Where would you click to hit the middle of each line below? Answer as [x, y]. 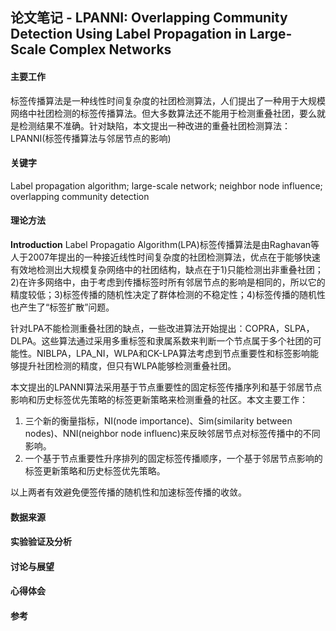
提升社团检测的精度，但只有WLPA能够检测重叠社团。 [127, 366]
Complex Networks [110, 49]
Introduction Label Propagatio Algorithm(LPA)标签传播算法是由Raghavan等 [165, 244]
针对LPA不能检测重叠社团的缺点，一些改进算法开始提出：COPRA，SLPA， [162, 328]
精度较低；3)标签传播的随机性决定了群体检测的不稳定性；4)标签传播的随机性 [168, 294]
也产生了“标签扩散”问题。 [62, 307]
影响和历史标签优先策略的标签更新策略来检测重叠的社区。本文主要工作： [159, 399]
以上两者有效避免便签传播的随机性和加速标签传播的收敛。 [128, 492]
